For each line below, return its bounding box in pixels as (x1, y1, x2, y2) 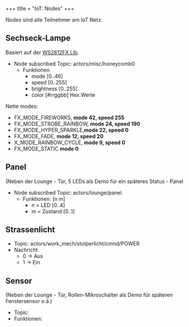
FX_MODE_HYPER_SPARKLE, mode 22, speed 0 (13, 126, 129, 134)
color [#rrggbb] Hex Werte (31, 91, 96, 98)
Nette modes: (5, 103, 38, 110)
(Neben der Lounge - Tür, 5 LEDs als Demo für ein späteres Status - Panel (5, 178, 184, 185)
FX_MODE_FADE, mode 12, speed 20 (13, 132, 104, 139)
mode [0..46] (31, 73, 64, 80)
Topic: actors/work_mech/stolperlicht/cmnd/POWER (13, 240, 140, 247)
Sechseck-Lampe (5, 33, 71, 43)
